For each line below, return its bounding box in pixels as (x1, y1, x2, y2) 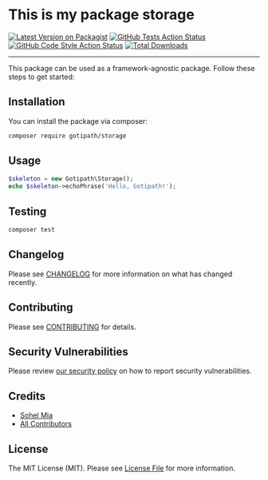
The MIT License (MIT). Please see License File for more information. (8, 463, 235, 473)
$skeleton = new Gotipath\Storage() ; (8, 175, 134, 183)
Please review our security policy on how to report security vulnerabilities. (8, 366, 252, 376)
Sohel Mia (19, 411, 53, 420)
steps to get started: (8, 72, 75, 81)
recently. (8, 277, 37, 287)
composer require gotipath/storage (8, 132, 127, 140)
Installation (8, 95, 65, 109)
